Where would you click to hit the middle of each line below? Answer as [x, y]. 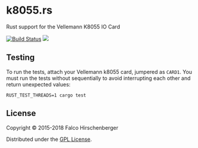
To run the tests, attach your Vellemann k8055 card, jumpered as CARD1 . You [99, 72]
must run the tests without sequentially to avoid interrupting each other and [98, 78]
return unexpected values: [38, 84]
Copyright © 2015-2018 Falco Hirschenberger [62, 127]
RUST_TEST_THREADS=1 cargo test [46, 95]
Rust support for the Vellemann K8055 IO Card [63, 27]
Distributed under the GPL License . [49, 139]
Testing [21, 58]
